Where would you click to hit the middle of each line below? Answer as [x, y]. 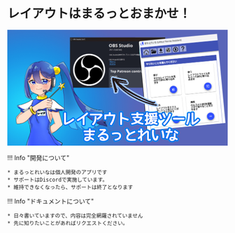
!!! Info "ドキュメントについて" [51, 201]
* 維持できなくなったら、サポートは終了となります [70, 187]
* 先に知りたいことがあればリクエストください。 [67, 224]
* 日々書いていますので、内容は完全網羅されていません [75, 216]
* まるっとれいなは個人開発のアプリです [57, 173]
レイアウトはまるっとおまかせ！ [99, 14]
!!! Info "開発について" [38, 158]
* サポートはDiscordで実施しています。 [58, 180]
